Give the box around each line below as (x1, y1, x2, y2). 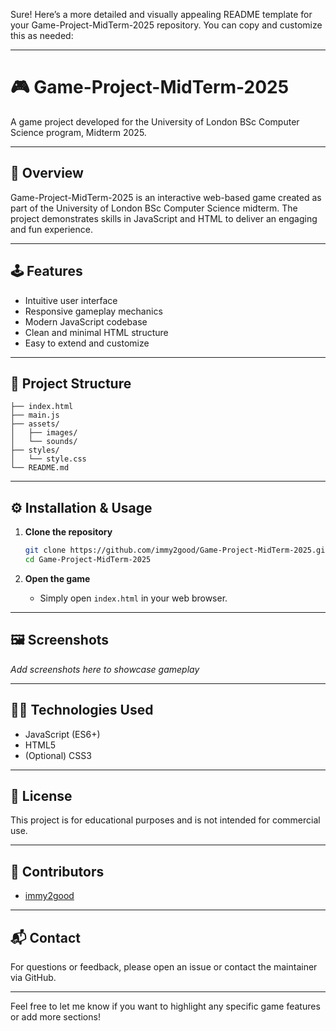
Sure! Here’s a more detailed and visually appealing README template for (10, 9, 313, 20)
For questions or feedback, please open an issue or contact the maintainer (10, 961, 318, 973)
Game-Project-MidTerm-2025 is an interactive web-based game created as (10, 191, 322, 203)
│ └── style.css (10, 454, 87, 464)
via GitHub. (10, 972, 57, 983)
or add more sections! (10, 1011, 101, 1023)
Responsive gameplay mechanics (24, 305, 163, 317)
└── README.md (10, 463, 70, 473)
